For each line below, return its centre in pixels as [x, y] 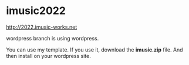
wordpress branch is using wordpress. [53, 38]
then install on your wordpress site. [48, 56]
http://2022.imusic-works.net [42, 27]
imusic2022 [36, 11]
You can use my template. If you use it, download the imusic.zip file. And [95, 49]
